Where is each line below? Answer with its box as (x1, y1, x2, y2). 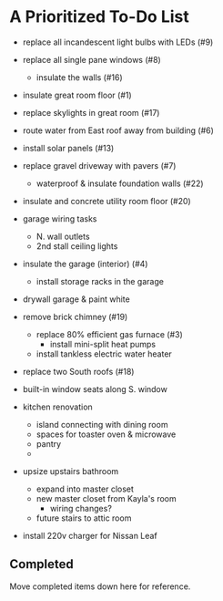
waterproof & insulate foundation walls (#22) (35, 178, 204, 189)
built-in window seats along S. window (22, 383, 168, 394)
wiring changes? (49, 503, 112, 513)
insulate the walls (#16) (35, 71, 123, 83)
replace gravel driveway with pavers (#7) (22, 160, 177, 171)
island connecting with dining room (35, 419, 168, 430)
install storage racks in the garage (35, 275, 164, 286)
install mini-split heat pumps (49, 338, 157, 349)
